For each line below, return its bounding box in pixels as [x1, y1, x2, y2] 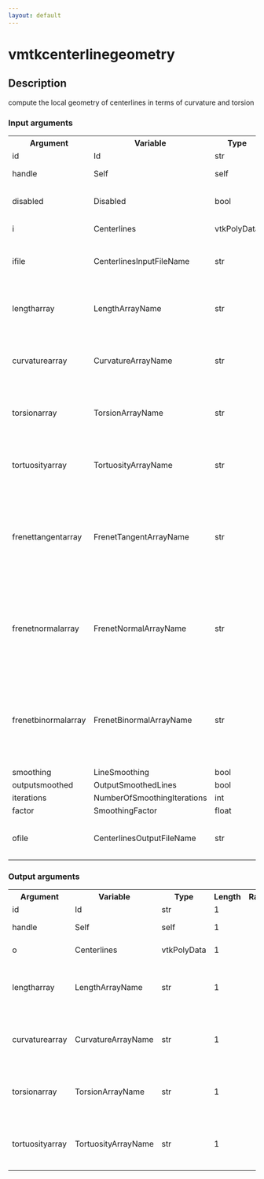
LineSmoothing [93, 766, 149, 777]
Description [8, 76, 67, 91]
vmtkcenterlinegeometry [8, 45, 175, 63]
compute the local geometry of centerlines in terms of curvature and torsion [8, 98, 255, 107]
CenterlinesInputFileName [93, 255, 190, 266]
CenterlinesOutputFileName [93, 832, 196, 843]
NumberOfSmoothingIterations [93, 792, 207, 803]
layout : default [8, 11, 61, 20]
